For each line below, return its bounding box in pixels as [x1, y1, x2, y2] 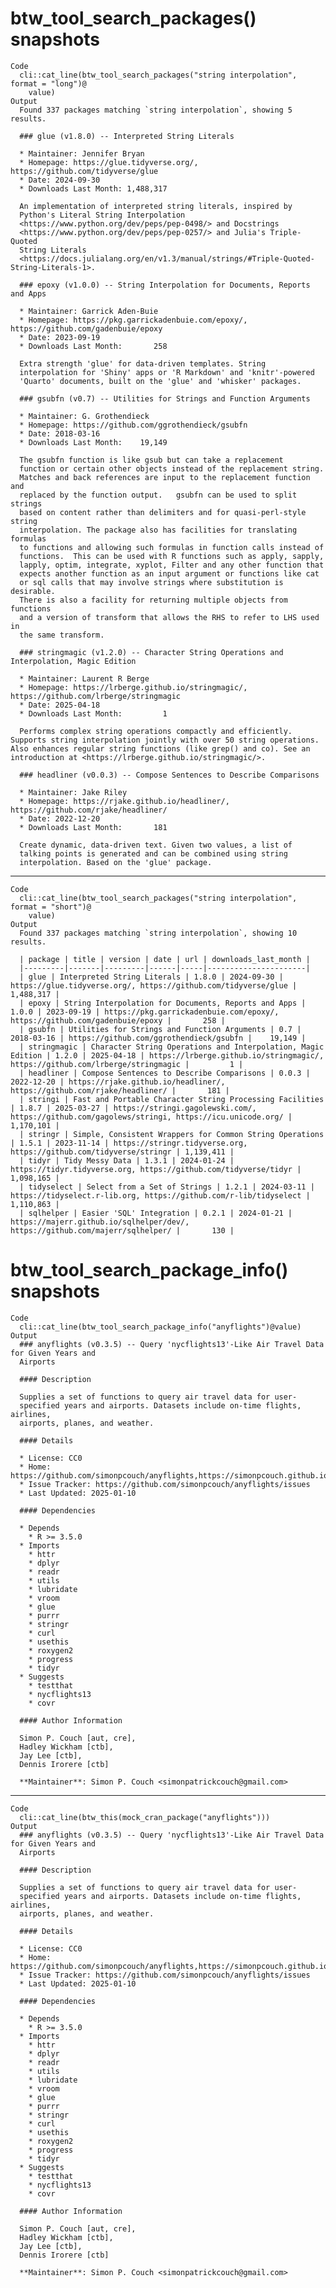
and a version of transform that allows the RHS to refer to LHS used [19, 612, 320, 622]
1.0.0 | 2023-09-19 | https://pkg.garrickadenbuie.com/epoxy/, [10, 1007, 280, 1017]
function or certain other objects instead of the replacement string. [19, 463, 325, 474]
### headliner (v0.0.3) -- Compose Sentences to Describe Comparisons [19, 770, 320, 780]
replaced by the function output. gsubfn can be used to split [19, 490, 298, 500]
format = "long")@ [10, 78, 87, 89]
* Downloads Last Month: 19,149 [19, 437, 168, 447]
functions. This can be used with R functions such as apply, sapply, [19, 551, 325, 561]
